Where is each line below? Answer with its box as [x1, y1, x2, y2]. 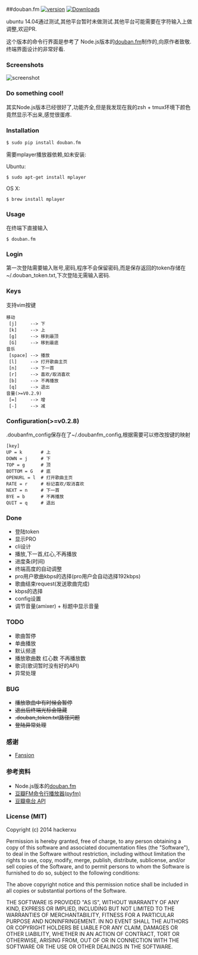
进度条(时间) [14, 558, 46, 565]
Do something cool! [6, 89, 64, 98]
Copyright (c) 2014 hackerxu [6, 826, 76, 833]
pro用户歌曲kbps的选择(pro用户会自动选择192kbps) [14, 573, 141, 580]
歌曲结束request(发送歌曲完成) [14, 580, 90, 587]
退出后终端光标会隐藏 [14, 706, 67, 714]
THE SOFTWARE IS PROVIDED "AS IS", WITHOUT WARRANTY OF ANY [6, 898, 180, 906]
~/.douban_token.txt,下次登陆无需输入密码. [6, 272, 111, 279]
